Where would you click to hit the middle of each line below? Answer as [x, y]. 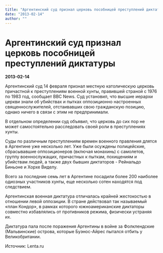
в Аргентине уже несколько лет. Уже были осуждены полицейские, [75, 146]
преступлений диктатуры [60, 63]
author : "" [16, 18]
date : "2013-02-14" [25, 14]
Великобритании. [23, 237]
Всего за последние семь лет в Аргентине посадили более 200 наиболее [81, 177]
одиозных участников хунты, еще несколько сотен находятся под [73, 182]
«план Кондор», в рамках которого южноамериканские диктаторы [75, 207]
